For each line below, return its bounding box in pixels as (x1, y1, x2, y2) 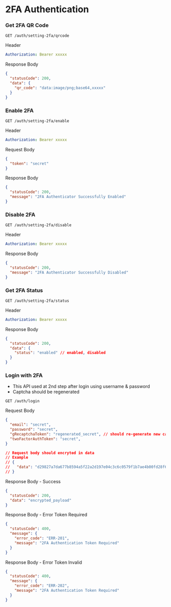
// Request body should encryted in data (5, 450, 95, 455)
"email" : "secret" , (10, 422, 51, 427)
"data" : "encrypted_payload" (10, 498, 72, 503)
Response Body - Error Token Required (5, 512, 88, 518)
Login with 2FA (5, 372, 43, 379)
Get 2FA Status (5, 287, 43, 294)
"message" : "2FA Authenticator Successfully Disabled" (10, 270, 129, 275)
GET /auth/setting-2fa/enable (5, 118, 70, 123)
